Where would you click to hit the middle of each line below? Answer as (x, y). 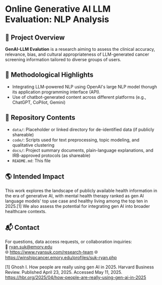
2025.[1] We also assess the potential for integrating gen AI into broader (78, 206)
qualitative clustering (33, 145)
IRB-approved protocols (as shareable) (51, 155)
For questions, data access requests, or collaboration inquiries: (69, 242)
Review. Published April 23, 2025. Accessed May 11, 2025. (64, 272)
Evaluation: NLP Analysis (57, 19)
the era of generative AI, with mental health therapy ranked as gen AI (75, 196)
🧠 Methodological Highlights (49, 75)
